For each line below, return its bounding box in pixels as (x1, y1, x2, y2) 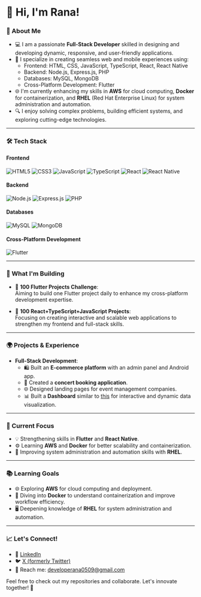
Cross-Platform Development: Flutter (23, 81, 115, 89)
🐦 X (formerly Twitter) (14, 557, 71, 565)
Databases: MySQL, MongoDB (23, 75, 99, 82)
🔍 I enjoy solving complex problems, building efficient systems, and (14, 107, 183, 115)
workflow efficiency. (14, 498, 65, 506)
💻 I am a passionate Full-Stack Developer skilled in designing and (14, 41, 179, 48)
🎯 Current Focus (6, 421, 54, 430)
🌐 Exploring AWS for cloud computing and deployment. (14, 485, 153, 493)
